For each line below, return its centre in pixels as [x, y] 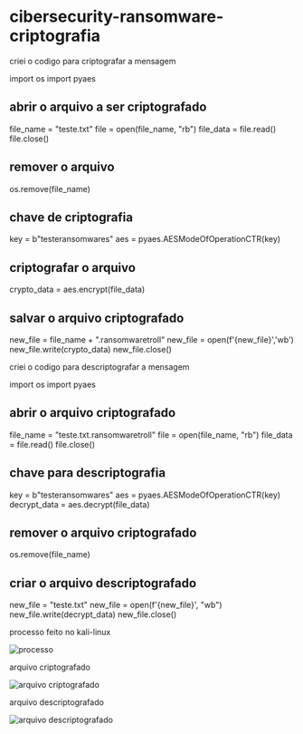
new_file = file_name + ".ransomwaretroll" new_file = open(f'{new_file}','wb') [151, 340]
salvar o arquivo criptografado [97, 318]
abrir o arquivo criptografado [93, 413]
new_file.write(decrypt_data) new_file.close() [93, 614]
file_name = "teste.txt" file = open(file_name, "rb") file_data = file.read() [143, 129]
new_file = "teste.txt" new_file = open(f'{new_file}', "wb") [116, 605]
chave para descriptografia [87, 473]
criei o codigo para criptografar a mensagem [93, 61]
